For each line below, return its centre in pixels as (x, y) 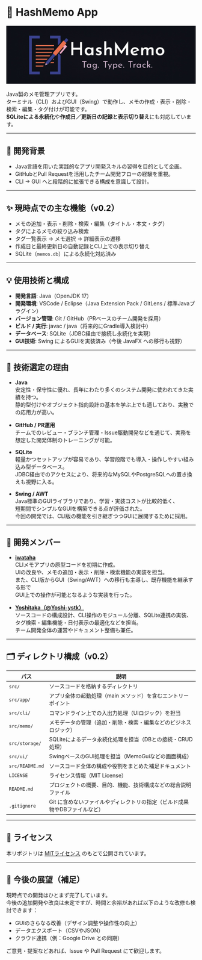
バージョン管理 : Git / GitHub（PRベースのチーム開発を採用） (89, 318)
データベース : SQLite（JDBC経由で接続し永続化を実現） (84, 333)
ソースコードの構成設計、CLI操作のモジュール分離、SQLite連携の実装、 (103, 615)
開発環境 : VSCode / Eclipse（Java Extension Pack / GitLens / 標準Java (102, 303)
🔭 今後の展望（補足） (45, 880)
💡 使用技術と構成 (38, 280)
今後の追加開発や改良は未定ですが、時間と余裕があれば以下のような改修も (98, 903)
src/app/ (20, 700)
